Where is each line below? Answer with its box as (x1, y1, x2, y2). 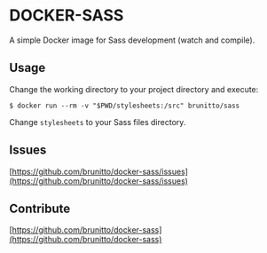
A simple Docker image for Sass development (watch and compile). (9, 35, 255, 45)
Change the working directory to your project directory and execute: (9, 83, 259, 94)
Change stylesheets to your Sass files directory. (9, 116, 186, 127)
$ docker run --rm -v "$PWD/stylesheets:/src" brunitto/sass (9, 101, 240, 110)
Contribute (9, 201, 71, 216)
